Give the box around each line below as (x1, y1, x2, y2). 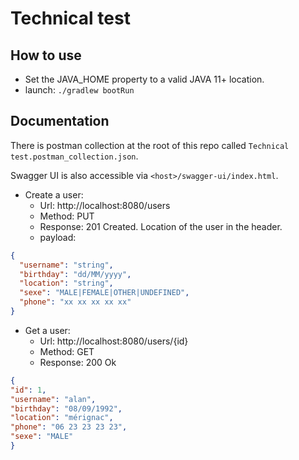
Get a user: (24, 324, 71, 336)
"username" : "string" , (19, 260, 114, 270)
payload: (39, 231, 77, 243)
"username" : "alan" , (10, 394, 97, 404)
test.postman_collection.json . (10, 150, 139, 162)
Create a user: (24, 188, 84, 201)
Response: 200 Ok (39, 356, 117, 368)
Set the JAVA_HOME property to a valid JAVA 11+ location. (24, 73, 265, 85)
